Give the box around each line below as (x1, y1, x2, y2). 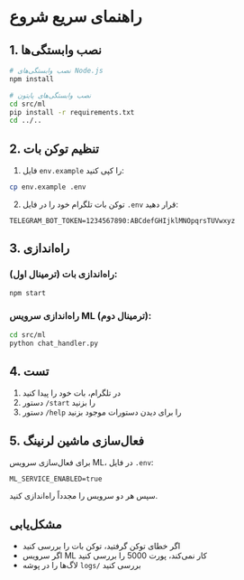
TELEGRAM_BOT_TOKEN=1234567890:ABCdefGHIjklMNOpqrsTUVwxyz (9, 216, 236, 225)
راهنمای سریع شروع (9, 6, 142, 27)
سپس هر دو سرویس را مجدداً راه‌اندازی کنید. (9, 491, 158, 501)
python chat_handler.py (9, 339, 99, 348)
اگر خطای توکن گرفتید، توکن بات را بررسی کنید (22, 540, 181, 551)
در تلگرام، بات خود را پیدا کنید (22, 388, 122, 398)
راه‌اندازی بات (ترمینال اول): (9, 268, 118, 281)
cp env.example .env (9, 182, 87, 192)
